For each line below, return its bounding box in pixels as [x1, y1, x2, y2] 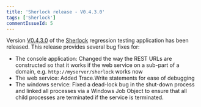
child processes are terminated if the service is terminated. [15, 94, 164, 101]
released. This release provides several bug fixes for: [6, 43, 140, 50]
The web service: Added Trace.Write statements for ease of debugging [15, 74, 195, 82]
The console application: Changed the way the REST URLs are [15, 55, 172, 63]
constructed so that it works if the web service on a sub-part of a [15, 61, 180, 69]
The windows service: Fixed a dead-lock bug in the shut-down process [15, 81, 195, 88]
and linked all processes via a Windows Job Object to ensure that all [15, 88, 188, 95]
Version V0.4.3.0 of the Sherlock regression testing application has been [6, 37, 189, 44]
